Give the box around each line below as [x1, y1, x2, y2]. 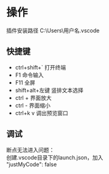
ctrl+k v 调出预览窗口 [15, 109, 68, 116]
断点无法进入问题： [6, 146, 55, 153]
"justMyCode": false [6, 161, 57, 168]
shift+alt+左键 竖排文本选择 [15, 86, 84, 94]
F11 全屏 [15, 78, 35, 86]
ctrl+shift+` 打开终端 [15, 63, 66, 71]
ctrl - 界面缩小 [15, 102, 51, 109]
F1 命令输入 [15, 71, 44, 78]
